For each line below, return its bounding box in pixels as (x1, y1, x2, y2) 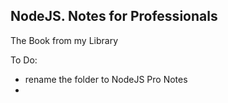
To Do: (10, 54, 38, 66)
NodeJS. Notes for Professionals (10, 8, 218, 25)
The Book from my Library (10, 34, 119, 46)
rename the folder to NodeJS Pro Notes (24, 73, 188, 85)
